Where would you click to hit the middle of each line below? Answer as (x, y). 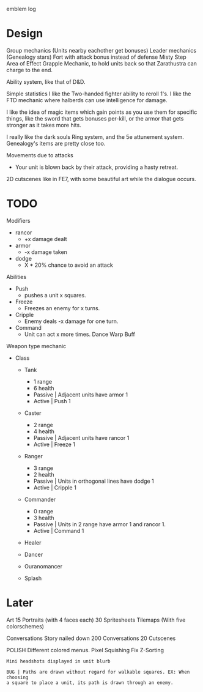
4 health (44, 431)
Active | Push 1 (52, 401)
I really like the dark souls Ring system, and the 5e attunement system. (95, 136)
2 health (44, 474)
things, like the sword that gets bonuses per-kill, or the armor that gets (95, 118)
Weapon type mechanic (36, 346)
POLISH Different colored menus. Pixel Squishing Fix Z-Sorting (85, 650)
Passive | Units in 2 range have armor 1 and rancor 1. (100, 524)
